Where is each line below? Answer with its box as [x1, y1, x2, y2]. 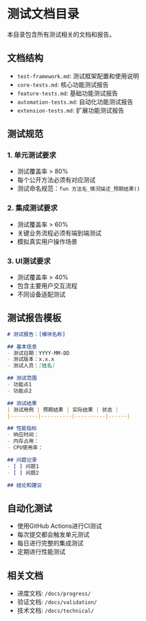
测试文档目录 [7, 6, 80, 22]
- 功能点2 [7, 387, 32, 395]
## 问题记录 [7, 456, 38, 463]
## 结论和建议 [7, 482, 42, 489]
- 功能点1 [7, 382, 32, 388]
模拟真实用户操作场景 [16, 237, 77, 246]
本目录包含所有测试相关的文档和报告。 [7, 30, 115, 38]
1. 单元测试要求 [7, 150, 57, 160]
